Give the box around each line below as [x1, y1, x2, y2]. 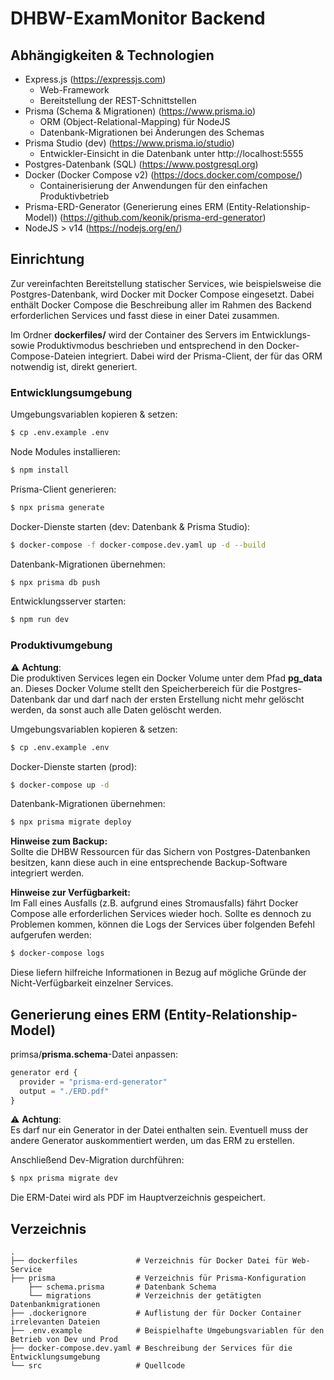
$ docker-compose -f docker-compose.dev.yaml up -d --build [10, 540, 267, 550]
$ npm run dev [10, 615, 70, 625]
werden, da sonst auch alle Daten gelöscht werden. [10, 703, 222, 716]
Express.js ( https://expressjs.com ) [24, 73, 167, 85]
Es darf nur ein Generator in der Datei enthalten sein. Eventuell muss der [10, 1124, 309, 1136]
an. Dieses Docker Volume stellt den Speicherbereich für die [10, 682, 260, 694]
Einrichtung [10, 251, 85, 268]
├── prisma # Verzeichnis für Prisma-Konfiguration [10, 1273, 307, 1284]
